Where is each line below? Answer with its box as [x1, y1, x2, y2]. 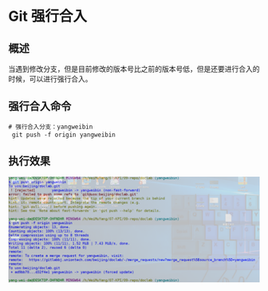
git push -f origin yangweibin [11, 131, 116, 139]
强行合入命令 [8, 100, 72, 113]
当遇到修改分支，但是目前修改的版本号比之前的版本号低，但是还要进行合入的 [8, 65, 260, 73]
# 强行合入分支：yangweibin [8, 123, 93, 131]
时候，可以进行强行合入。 [8, 74, 93, 84]
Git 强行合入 [8, 7, 88, 26]
